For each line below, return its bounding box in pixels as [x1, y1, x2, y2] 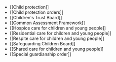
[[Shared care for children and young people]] [9, 46, 104, 52]
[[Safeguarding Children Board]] [9, 41, 76, 46]
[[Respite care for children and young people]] [9, 35, 105, 41]
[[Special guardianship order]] [9, 51, 72, 57]
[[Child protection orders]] [9, 9, 64, 15]
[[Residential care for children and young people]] [9, 31, 112, 36]
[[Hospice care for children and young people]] [9, 25, 106, 31]
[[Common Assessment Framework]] [9, 20, 85, 26]
